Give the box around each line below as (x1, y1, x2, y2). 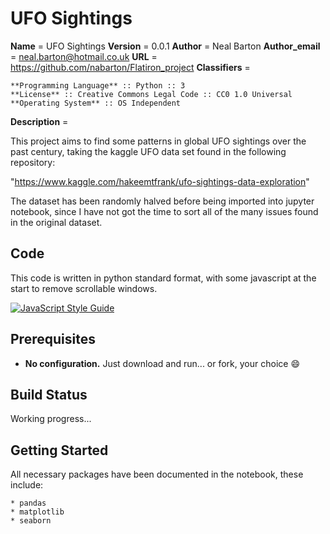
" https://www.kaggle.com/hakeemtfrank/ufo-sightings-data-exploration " (10, 175, 310, 187)
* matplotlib (10, 507, 65, 517)
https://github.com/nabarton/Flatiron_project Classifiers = (10, 61, 251, 73)
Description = (10, 115, 69, 127)
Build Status (10, 386, 88, 403)
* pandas (10, 498, 47, 509)
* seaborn (10, 516, 52, 526)
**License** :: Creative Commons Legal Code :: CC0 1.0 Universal (10, 89, 293, 99)
